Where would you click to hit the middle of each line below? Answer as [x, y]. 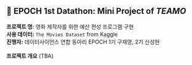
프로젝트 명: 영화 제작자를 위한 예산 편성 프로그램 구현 [70, 26]
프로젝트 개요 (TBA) [30, 56]
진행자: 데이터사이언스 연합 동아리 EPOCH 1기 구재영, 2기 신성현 [83, 42]
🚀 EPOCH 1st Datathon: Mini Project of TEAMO [96, 11]
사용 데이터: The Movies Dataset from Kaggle [62, 34]
